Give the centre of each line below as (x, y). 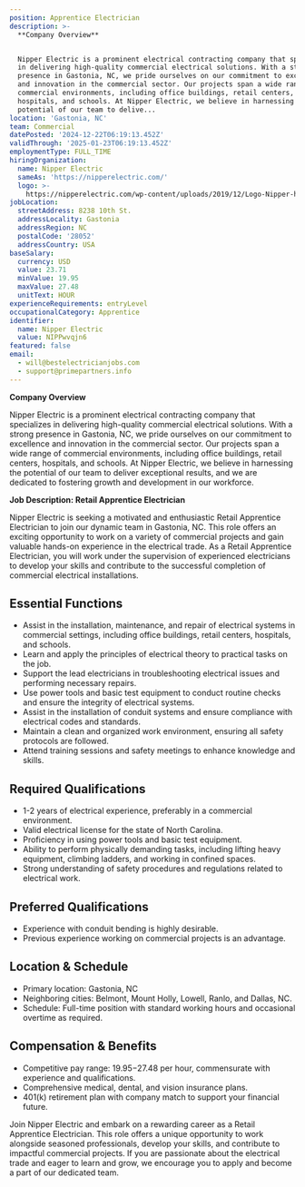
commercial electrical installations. (74, 575)
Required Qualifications (78, 789)
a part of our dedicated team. (64, 1172)
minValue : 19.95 (48, 279)
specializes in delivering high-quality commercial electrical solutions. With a (151, 424)
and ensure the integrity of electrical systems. (108, 702)
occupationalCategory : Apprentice (75, 312)
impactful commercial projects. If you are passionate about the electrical (145, 1153)
